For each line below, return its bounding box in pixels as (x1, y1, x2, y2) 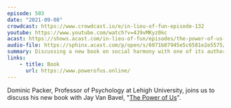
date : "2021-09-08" (7, 16, 63, 23)
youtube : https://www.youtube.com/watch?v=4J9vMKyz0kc (7, 29, 168, 36)
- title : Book (19, 61, 60, 68)
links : (7, 55, 26, 62)
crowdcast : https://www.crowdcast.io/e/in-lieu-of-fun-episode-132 (7, 23, 205, 29)
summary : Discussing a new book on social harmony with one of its (7, 49, 205, 55)
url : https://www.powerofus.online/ (25, 67, 131, 74)
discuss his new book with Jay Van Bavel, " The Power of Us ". (7, 93, 181, 101)
